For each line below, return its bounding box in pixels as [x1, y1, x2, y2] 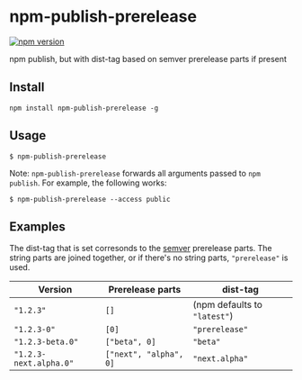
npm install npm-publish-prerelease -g [9, 104, 159, 113]
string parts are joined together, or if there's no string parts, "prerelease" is [9, 252, 289, 263]
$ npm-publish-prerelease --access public [9, 195, 171, 204]
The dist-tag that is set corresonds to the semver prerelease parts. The [9, 243, 272, 254]
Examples [9, 219, 66, 234]
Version [38, 284, 73, 296]
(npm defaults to [192, 299, 263, 312]
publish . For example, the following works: [9, 177, 168, 188]
